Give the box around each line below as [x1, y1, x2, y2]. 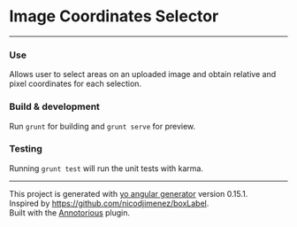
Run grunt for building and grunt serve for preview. [9, 121, 196, 131]
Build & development [9, 100, 100, 113]
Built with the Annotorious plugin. [9, 207, 131, 218]
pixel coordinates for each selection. [9, 78, 142, 90]
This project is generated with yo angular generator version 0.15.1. [9, 188, 248, 199]
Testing [9, 143, 42, 155]
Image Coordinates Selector [9, 6, 219, 27]
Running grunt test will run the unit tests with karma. [9, 162, 203, 174]
